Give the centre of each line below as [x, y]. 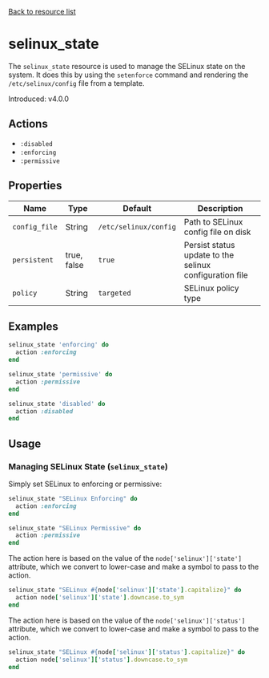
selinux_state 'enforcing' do [59, 345]
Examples [33, 326]
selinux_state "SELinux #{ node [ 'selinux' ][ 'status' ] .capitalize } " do [127, 652]
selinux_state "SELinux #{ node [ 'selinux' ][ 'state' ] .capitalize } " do [125, 590]
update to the [209, 254]
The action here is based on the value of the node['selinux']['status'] [127, 620]
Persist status [209, 245]
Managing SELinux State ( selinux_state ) [88, 466]
